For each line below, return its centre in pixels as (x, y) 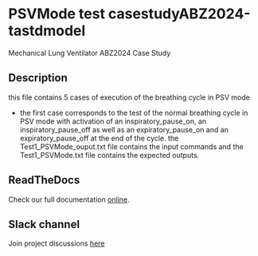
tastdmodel (47, 31)
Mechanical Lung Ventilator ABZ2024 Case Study (90, 53)
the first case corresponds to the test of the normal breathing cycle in (134, 112)
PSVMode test (57, 14)
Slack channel (44, 224)
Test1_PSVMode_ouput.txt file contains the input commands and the (132, 146)
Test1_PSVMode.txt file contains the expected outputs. (109, 155)
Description (38, 78)
